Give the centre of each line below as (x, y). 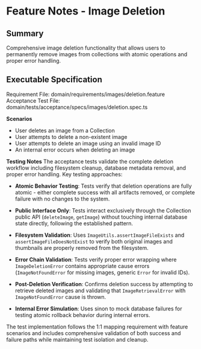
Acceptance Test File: (33, 100)
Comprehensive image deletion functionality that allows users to (86, 48)
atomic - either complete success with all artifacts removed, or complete (105, 192)
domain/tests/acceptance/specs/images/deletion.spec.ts (77, 107)
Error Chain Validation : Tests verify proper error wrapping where (96, 259)
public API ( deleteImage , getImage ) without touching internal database (101, 217)
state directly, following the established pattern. (74, 223)
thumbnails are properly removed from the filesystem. (82, 248)
